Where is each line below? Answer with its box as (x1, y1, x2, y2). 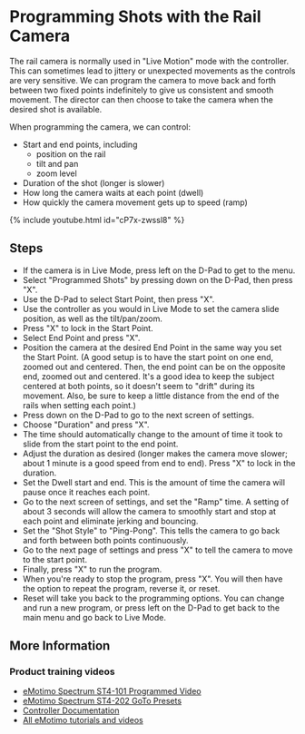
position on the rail (35, 148, 106, 160)
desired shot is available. (9, 103, 103, 114)
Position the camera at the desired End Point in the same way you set (22, 342, 282, 353)
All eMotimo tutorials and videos (22, 715, 143, 726)
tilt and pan (35, 158, 79, 169)
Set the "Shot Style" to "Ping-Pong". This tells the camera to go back (22, 524, 280, 536)
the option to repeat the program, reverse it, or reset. (22, 582, 221, 593)
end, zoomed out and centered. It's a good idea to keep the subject (22, 370, 275, 382)
